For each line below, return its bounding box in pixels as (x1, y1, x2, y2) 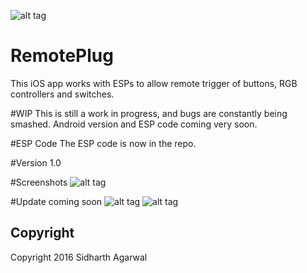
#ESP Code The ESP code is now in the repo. (10, 137, 197, 149)
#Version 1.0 (10, 156, 62, 169)
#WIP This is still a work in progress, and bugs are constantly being (10, 107, 288, 119)
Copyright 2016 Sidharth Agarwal (10, 251, 148, 263)
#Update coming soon (10, 195, 103, 207)
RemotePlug (10, 45, 114, 67)
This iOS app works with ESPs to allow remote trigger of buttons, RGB (10, 77, 298, 89)
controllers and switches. (10, 88, 115, 100)
